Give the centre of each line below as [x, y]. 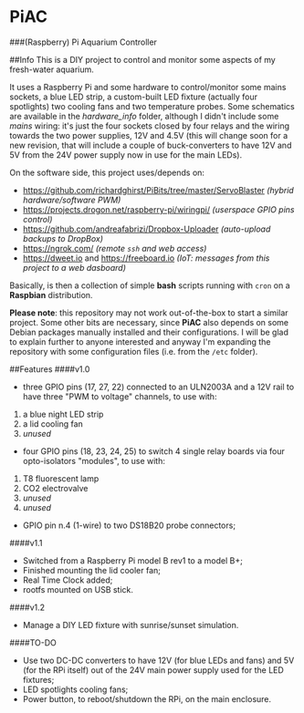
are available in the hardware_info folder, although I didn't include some [144, 116]
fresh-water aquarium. [52, 69]
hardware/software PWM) [72, 200]
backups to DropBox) [63, 238]
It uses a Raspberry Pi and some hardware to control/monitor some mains [148, 87]
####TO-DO [33, 642]
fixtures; [38, 679]
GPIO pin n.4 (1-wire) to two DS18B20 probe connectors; [129, 525]
